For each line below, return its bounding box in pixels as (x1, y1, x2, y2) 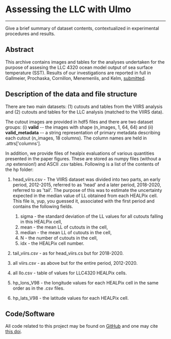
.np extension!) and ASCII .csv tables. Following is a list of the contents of (5, 161, 159, 167)
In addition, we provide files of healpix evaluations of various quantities (5, 150, 154, 156)
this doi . (5, 328, 22, 334)
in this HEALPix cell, (20, 218, 63, 224)
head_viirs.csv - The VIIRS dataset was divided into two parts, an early (12, 176, 161, 182)
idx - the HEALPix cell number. (20, 240, 84, 246)
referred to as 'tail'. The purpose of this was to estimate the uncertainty (12, 187, 162, 193)
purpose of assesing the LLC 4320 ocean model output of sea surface (5, 64, 153, 70)
